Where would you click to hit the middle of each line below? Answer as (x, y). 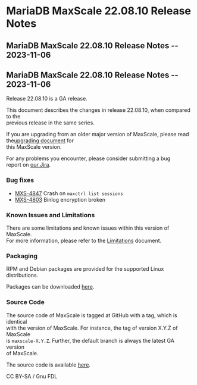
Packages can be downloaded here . (50, 287)
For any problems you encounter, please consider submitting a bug (88, 158)
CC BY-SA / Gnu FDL (32, 376)
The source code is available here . (49, 365)
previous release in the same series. (51, 123)
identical (17, 321)
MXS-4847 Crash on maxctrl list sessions (69, 193)
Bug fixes (20, 180)
